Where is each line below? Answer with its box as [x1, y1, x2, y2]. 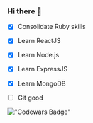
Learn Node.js [17, 51, 60, 59]
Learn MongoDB [17, 79, 66, 88]
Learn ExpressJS [17, 65, 68, 74]
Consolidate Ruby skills [17, 23, 87, 31]
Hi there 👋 [7, 6, 43, 16]
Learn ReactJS [17, 37, 62, 45]
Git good [17, 93, 44, 102]
